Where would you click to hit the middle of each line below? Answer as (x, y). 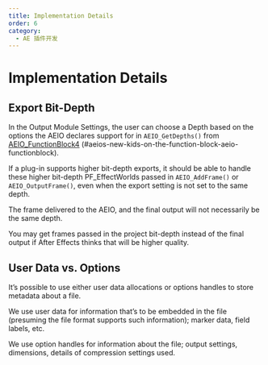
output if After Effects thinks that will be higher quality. (99, 243)
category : (25, 31)
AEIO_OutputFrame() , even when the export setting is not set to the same (128, 185)
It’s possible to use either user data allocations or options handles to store (131, 288)
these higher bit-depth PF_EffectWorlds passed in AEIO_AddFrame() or (124, 177)
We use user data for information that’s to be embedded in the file (118, 312)
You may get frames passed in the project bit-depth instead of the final (126, 234)
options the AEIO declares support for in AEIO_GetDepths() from (114, 136)
